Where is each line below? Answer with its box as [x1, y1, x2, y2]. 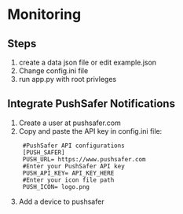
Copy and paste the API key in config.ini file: [18, 126, 163, 135]
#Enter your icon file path [22, 175, 115, 184]
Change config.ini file [18, 66, 89, 76]
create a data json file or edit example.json [18, 57, 157, 67]
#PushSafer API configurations [22, 142, 125, 149]
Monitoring [7, 6, 82, 24]
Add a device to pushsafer [18, 197, 104, 206]
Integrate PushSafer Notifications [7, 97, 176, 111]
